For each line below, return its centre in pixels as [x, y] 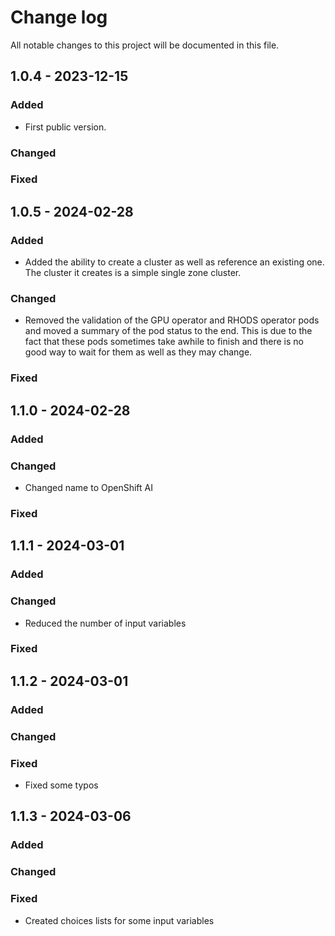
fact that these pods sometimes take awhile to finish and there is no [164, 342]
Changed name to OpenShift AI [88, 487]
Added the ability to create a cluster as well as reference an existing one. [174, 262]
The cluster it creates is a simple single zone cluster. [133, 273]
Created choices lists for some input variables [119, 920]
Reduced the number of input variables [105, 623]
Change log [59, 17]
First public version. [65, 127]
